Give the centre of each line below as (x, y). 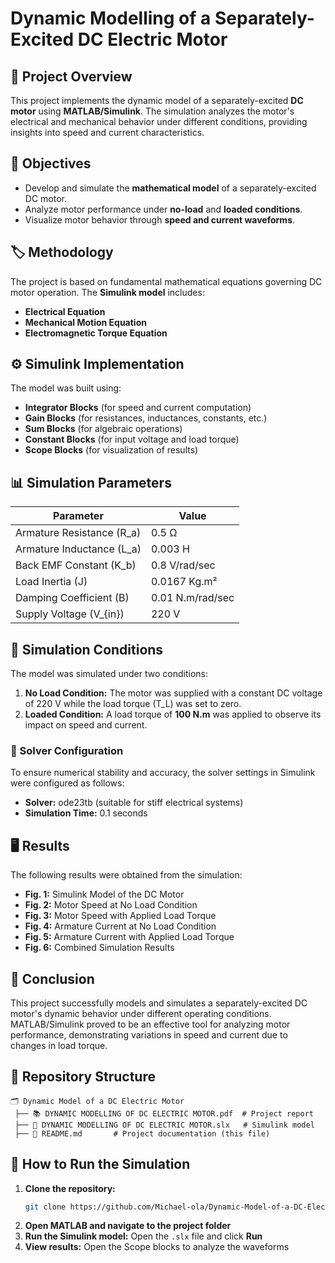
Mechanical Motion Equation (85, 322)
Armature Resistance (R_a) (78, 533)
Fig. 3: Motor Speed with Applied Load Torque (120, 916)
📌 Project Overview (71, 76)
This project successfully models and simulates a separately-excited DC (159, 1003)
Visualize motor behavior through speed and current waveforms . (160, 219)
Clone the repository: (70, 1188)
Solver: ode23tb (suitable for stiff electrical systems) (134, 803)
